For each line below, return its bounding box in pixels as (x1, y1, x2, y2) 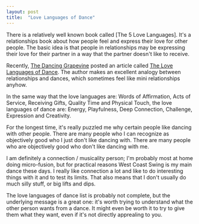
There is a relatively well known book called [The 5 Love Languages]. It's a (6, 31, 191, 38)
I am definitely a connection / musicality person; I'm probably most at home (6, 154, 194, 161)
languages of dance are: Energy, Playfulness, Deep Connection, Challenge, (6, 105, 192, 113)
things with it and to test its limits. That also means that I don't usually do (6, 173, 186, 181)
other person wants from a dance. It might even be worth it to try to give (6, 204, 185, 211)
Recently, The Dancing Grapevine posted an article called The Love (6, 61, 173, 69)
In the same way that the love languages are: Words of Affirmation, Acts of (6, 93, 191, 100)
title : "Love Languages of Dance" (6, 14, 96, 20)
